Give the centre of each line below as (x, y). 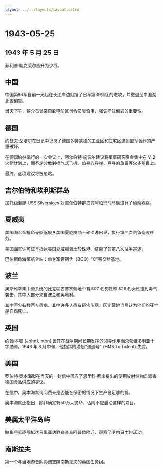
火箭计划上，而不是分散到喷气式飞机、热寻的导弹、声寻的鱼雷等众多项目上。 (82, 163)
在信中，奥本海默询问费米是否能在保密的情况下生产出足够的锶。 (69, 393)
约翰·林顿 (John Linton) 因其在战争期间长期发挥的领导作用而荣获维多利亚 (78, 341)
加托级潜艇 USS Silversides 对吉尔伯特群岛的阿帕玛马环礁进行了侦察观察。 (80, 203)
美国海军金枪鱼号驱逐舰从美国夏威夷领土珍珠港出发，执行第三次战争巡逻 (77, 232)
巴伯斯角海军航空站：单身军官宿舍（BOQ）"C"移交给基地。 (64, 259)
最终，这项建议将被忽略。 (31, 174)
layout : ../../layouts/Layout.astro (42, 9)
